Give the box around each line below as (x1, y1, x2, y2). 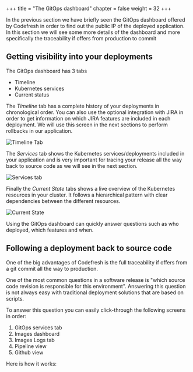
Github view (14, 349, 44, 356)
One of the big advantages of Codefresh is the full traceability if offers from (6, 259, 188, 266)
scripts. (6, 295, 24, 302)
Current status (14, 91, 50, 98)
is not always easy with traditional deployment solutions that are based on (6, 289, 184, 296)
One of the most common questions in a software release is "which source (6, 276, 185, 283)
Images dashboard (14, 330, 60, 337)
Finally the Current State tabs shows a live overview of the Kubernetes (6, 185, 176, 192)
